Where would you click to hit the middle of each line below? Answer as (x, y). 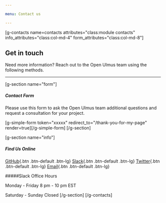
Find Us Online (21, 149)
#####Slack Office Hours (31, 176)
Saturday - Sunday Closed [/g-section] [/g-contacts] (59, 195)
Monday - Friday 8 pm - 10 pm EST (41, 186)
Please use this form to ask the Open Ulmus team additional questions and (81, 108)
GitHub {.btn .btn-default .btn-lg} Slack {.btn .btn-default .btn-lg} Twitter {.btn (83, 161)
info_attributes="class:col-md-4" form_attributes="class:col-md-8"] (74, 37)
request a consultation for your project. (45, 113)
